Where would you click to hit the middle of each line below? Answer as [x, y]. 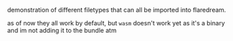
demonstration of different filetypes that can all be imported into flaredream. [117, 10]
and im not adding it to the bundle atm [62, 30]
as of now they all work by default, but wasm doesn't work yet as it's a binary [116, 23]
